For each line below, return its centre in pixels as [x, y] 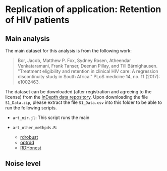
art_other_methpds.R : [35, 127]
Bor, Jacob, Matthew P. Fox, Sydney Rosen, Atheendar [74, 61]
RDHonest [31, 148]
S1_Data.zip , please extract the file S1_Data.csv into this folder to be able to [84, 102]
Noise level [23, 164]
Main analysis [27, 39]
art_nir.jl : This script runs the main [51, 118]
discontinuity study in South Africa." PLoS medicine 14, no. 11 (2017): [89, 76]
